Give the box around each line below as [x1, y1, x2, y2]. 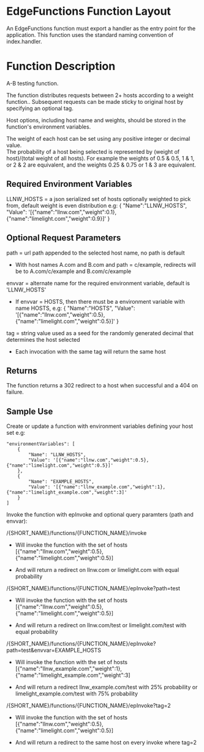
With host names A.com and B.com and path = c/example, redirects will [15, 261, 196, 268]
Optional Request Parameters [6, 232, 121, 243]
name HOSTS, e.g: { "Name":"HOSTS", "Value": [15, 304, 136, 312]
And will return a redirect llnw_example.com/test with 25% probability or [15, 684, 198, 691]
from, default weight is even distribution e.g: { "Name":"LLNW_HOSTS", [6, 202, 187, 209]
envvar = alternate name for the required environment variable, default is [6, 279, 190, 287]
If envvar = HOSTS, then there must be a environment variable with [15, 298, 185, 305]
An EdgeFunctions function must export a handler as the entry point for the [6, 25, 196, 32]
